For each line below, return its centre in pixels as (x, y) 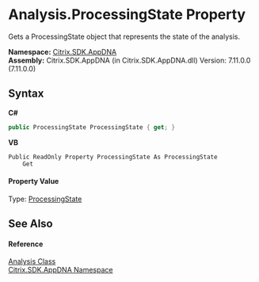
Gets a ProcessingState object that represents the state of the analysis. (124, 36)
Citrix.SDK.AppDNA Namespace (61, 270)
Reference (26, 244)
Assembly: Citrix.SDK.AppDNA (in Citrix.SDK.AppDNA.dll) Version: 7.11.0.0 (129, 60)
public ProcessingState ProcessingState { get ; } (92, 127)
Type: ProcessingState (45, 199)
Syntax (26, 94)
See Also (30, 224)
